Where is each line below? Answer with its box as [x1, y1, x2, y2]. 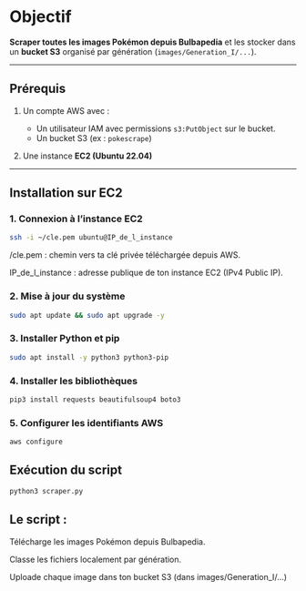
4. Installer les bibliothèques [9, 374, 138, 387]
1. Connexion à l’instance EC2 [9, 212, 143, 225]
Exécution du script [9, 463, 123, 478]
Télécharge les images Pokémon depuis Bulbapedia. [9, 535, 206, 547]
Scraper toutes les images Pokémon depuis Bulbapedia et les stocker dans [9, 36, 296, 47]
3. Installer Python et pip [9, 332, 120, 345]
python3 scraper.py [9, 486, 84, 495]
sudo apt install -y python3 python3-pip [9, 352, 169, 362]
